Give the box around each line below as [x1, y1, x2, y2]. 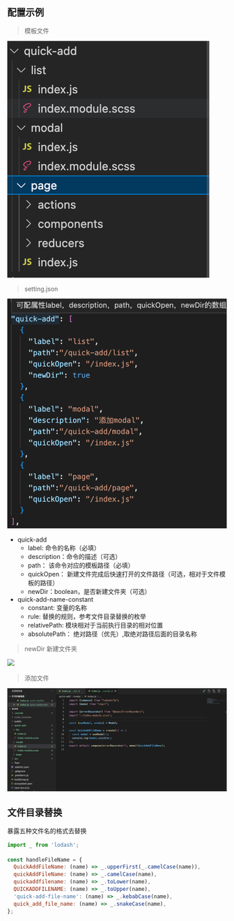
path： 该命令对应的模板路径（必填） [27, 561, 134, 570]
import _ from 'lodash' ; [7, 841, 79, 848]
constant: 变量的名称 [27, 603, 87, 611]
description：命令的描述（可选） [27, 552, 122, 560]
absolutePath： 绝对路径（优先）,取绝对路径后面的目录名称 [27, 630, 197, 638]
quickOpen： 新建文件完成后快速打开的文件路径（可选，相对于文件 [27, 570, 220, 578]
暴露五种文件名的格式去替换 [7, 827, 87, 835]
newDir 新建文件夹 [24, 644, 78, 653]
